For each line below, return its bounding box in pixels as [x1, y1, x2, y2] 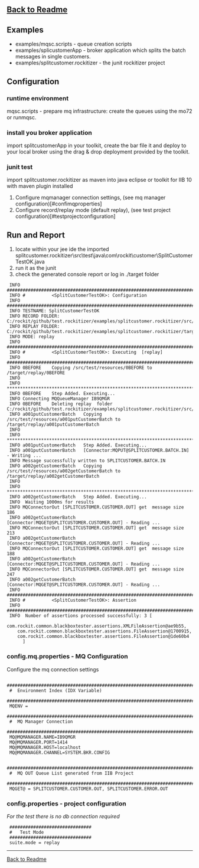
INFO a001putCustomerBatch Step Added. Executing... [9, 442, 147, 448]
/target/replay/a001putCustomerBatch [6, 422, 100, 428]
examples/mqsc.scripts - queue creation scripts [15, 41, 132, 48]
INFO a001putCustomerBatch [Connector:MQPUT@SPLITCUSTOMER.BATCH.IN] [9, 448, 190, 453]
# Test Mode [9, 829, 44, 835]
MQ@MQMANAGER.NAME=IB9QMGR [9, 734, 76, 740]
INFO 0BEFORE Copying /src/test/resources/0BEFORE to [9, 365, 152, 371]
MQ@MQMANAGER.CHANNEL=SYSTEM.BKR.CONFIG [9, 749, 110, 755]
